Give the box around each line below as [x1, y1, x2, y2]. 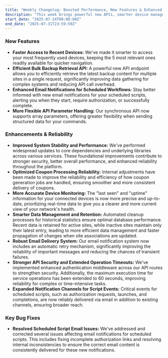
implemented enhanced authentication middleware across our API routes [12, 264, 163, 270]
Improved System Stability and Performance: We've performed [12, 142, 145, 148]
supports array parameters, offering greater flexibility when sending [12, 113, 152, 119]
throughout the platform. [12, 163, 63, 169]
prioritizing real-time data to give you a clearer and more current [24, 201, 157, 207]
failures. [12, 254, 29, 260]
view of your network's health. [12, 206, 75, 212]
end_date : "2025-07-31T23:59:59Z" [5, 21, 77, 27]
